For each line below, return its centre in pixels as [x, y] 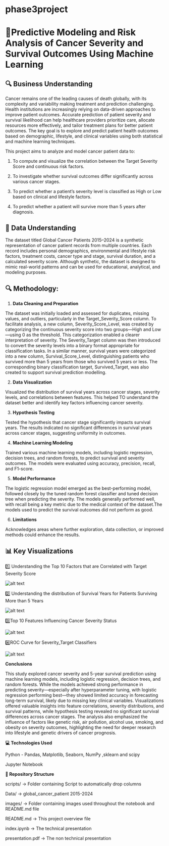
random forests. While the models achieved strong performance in [74, 684]
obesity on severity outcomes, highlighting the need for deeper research [81, 727]
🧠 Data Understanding [41, 228]
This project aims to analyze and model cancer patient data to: [70, 151]
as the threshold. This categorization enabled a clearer [83, 335]
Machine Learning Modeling [43, 443]
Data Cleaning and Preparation [45, 303]
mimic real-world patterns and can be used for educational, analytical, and [83, 267]
